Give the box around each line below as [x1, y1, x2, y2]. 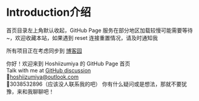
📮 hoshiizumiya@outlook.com [6, 73, 79, 80]
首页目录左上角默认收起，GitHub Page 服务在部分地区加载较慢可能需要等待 [6, 27, 194, 34]
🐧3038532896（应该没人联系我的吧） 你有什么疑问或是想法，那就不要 [6, 80, 182, 88]
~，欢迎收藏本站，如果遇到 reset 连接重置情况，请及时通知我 [6, 34, 158, 41]
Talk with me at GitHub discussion [6, 67, 91, 74]
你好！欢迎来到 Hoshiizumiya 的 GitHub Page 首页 [6, 60, 131, 67]
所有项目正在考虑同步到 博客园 [6, 47, 82, 54]
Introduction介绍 [6, 5, 91, 19]
